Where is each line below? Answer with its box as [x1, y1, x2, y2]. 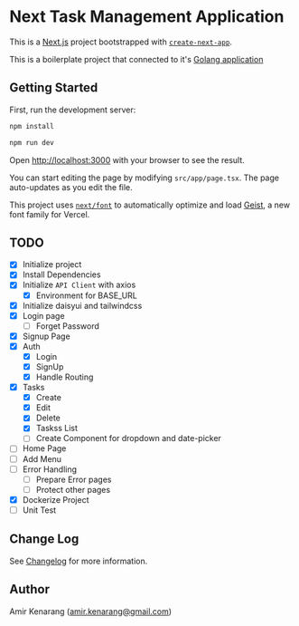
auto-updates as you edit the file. [9, 181, 133, 192]
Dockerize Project [22, 494, 89, 505]
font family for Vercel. [9, 208, 90, 219]
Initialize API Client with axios [22, 279, 136, 291]
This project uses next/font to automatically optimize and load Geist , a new [9, 199, 291, 210]
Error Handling [22, 464, 78, 475]
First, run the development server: [9, 104, 136, 115]
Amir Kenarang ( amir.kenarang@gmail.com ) [9, 605, 173, 617]
